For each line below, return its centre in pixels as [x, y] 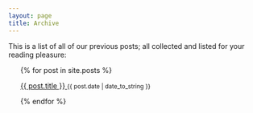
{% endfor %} [43, 101]
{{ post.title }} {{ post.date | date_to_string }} [85, 86]
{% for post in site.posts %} [66, 70]
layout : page [30, 16]
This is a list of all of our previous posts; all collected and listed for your [126, 46]
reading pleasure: [37, 54]
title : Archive [34, 23]
